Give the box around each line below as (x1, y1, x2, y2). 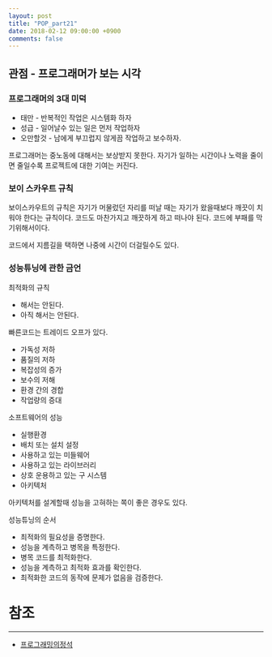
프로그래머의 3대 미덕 (8, 92, 87, 104)
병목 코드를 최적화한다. (19, 552, 92, 562)
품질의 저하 (19, 354, 56, 364)
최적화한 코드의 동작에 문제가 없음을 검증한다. (19, 573, 164, 582)
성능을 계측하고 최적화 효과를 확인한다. (19, 562, 142, 572)
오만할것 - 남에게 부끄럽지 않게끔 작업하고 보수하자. (19, 133, 182, 143)
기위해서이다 (8, 223, 49, 233)
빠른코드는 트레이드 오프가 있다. (8, 327, 108, 337)
